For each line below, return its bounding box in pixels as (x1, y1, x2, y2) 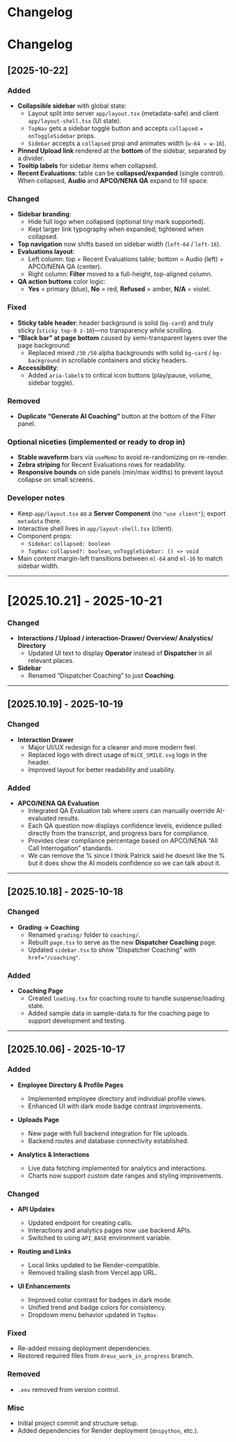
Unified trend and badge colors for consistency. (27, 1303, 166, 1311)
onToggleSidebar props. (27, 132, 96, 140)
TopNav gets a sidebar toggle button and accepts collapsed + (27, 124, 204, 132)
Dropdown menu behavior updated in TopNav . (27, 1310, 159, 1319)
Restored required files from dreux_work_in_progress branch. (17, 1352, 194, 1360)
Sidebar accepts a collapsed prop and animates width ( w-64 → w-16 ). (27, 139, 227, 148)
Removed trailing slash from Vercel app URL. (27, 1268, 157, 1276)
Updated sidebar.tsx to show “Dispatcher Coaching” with (27, 945, 197, 954)
